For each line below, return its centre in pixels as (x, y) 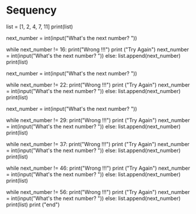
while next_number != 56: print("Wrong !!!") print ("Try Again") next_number (98, 192)
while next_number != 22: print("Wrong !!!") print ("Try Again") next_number (98, 85)
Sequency (31, 10)
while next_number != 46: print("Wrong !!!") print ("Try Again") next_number (98, 168)
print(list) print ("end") (33, 205)
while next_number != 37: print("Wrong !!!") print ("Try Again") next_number (98, 144)
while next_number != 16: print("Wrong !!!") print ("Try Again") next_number (98, 49)
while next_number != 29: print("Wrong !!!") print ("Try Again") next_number (98, 120)
